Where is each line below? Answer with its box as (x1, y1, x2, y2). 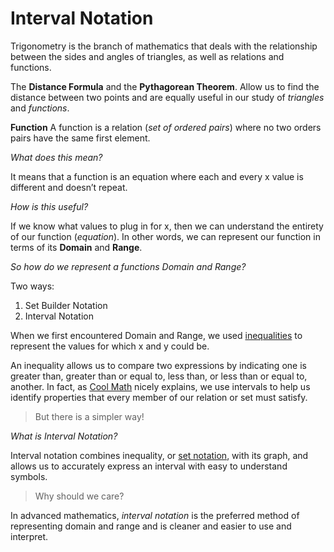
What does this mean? (10, 151, 103, 163)
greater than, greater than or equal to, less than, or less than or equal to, (10, 370, 308, 382)
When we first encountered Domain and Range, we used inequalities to (10, 329, 303, 341)
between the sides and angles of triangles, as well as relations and (10, 50, 285, 62)
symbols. (10, 470, 48, 482)
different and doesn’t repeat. (10, 181, 128, 193)
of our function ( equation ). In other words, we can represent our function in (10, 230, 321, 242)
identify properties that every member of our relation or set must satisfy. (10, 391, 308, 403)
